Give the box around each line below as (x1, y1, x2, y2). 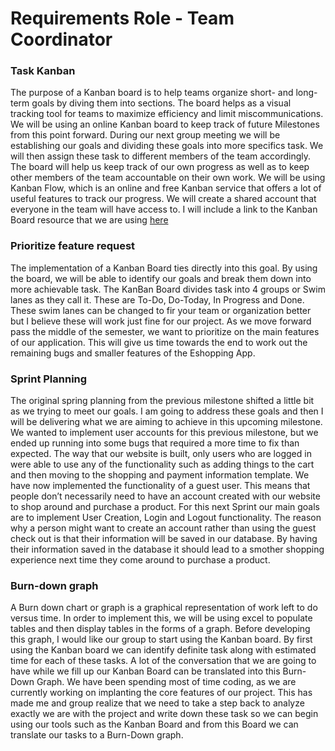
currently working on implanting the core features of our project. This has (10, 687, 313, 699)
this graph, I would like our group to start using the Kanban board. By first (10, 633, 313, 646)
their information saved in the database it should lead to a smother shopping (10, 543, 325, 556)
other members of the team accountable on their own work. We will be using (10, 172, 326, 184)
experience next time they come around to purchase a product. (10, 554, 271, 566)
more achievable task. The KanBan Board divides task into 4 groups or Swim (10, 283, 326, 295)
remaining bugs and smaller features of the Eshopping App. (10, 347, 256, 359)
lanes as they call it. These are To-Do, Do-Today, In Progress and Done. (10, 293, 305, 306)
